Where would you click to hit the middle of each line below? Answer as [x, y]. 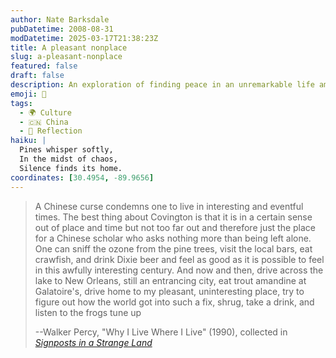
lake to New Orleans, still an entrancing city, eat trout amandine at [170, 280]
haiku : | [28, 141]
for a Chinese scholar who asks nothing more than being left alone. [173, 238]
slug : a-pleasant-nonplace [66, 57]
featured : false [44, 66]
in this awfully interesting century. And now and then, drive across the [179, 270]
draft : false [37, 76]
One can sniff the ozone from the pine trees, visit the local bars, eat [173, 248]
